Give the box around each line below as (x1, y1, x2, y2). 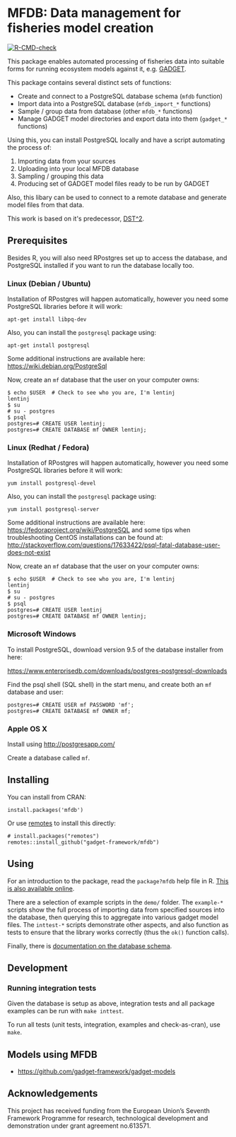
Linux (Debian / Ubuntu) (7, 278, 91, 288)
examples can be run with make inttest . (7, 1007, 124, 1015)
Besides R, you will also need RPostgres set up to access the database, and (7, 253, 228, 262)
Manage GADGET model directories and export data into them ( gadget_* (17, 114, 228, 123)
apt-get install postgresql (7, 342, 90, 349)
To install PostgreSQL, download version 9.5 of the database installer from (7, 645, 224, 654)
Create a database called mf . (7, 753, 90, 762)
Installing (7, 774, 49, 786)
